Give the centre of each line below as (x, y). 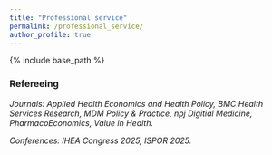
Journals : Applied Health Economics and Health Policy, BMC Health (136, 103)
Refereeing (34, 84)
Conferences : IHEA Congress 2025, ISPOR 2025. (101, 140)
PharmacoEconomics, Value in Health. (82, 122)
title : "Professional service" (68, 18)
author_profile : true (50, 34)
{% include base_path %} (57, 61)
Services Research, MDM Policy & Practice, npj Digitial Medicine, (131, 113)
